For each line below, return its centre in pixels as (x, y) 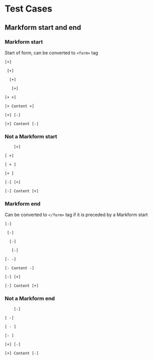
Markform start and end (43, 28)
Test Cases (28, 9)
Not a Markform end (30, 298)
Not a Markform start (31, 136)
